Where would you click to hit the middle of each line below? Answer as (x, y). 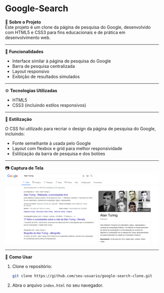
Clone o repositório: (32, 267)
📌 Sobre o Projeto (23, 22)
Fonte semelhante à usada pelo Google (51, 143)
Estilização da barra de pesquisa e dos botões (59, 154)
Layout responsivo (31, 71)
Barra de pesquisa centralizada (43, 66)
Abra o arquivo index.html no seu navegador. (58, 285)
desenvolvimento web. (28, 38)
